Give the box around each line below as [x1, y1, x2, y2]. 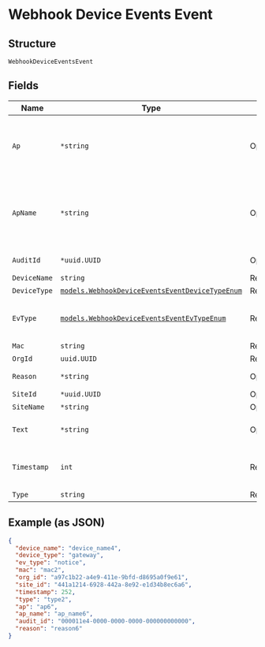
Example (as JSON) [8, 516, 105, 530]
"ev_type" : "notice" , [15, 559, 87, 567]
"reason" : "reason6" [15, 625, 83, 633]
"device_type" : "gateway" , [15, 552, 104, 560]
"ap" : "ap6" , [15, 603, 58, 611]
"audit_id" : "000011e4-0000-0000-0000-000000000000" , [15, 617, 196, 626]
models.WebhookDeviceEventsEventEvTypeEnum [60, 314, 226, 322]
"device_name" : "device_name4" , [15, 544, 122, 552]
